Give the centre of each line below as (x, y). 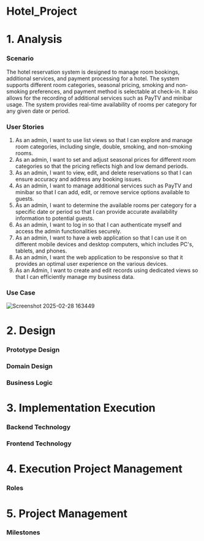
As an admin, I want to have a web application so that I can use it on (101, 238)
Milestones (23, 532)
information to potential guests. (55, 218)
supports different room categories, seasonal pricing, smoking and (90, 85)
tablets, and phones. (41, 251)
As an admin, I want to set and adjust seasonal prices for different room (105, 159)
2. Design (31, 331)
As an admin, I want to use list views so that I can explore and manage (104, 140)
